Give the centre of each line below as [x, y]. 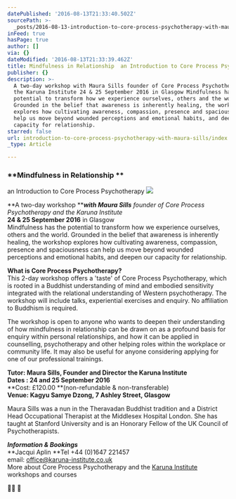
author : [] [23, 46]
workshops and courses [42, 474]
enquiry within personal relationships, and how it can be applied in [103, 337]
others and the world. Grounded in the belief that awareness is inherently [113, 235]
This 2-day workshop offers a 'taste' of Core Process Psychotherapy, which [117, 278]
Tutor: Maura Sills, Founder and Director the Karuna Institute [97, 372]
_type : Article [29, 145]
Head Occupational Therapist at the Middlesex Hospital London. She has [112, 416]
